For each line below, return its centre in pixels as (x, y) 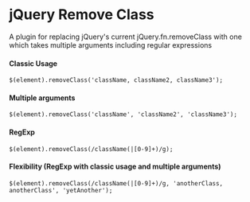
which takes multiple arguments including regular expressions (111, 45)
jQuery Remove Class (82, 15)
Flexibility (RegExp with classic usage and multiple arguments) (115, 167)
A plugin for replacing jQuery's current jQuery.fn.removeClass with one (125, 37)
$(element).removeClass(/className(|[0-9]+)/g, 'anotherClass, (116, 183)
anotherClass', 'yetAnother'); (61, 190)
